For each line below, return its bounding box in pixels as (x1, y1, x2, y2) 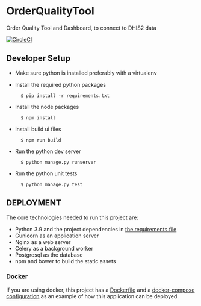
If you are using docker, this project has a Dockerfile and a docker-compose (6, 286, 195, 293)
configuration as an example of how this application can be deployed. (6, 292, 179, 299)
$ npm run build (20, 137, 61, 143)
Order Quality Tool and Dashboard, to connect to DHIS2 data (6, 24, 156, 31)
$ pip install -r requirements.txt (20, 92, 110, 99)
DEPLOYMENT (6, 198, 61, 208)
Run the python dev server (14, 148, 81, 155)
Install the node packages (14, 103, 79, 110)
